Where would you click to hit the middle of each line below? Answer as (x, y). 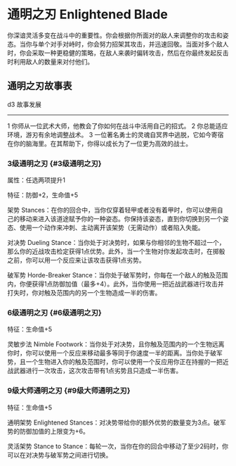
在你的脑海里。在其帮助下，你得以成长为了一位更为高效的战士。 (99, 143)
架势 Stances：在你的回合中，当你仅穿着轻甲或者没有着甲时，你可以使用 (112, 210)
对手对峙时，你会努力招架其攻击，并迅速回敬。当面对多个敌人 (139, 44)
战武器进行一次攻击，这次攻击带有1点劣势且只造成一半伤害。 (95, 371)
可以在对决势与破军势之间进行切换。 (60, 455)
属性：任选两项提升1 (36, 180)
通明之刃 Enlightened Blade (88, 14)
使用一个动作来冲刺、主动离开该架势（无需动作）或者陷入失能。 (112, 228)
